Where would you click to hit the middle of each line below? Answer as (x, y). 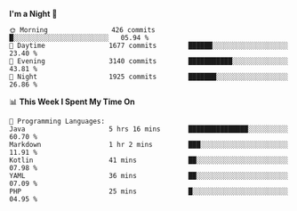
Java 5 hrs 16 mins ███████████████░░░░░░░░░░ (149, 129)
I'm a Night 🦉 (33, 14)
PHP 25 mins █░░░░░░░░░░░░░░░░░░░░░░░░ (149, 191)
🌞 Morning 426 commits (82, 30)
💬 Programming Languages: (57, 121)
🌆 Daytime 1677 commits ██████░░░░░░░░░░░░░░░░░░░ (149, 45)
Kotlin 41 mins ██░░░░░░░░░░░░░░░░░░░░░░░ (149, 160)
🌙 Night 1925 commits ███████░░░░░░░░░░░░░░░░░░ (149, 77)
